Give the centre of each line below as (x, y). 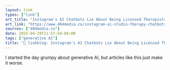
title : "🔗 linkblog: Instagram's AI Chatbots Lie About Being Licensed (82, 43)
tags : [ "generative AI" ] (31, 39)
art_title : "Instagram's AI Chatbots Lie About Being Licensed (73, 19)
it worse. (14, 63)
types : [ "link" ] (22, 15)
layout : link (19, 10)
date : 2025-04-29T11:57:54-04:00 (40, 33)
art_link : (16, 24)
